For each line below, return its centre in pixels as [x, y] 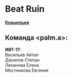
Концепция [17, 22]
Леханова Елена [22, 65]
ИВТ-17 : [13, 49]
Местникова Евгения [27, 70]
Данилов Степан [22, 60]
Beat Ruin [25, 9]
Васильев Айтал [22, 55]
